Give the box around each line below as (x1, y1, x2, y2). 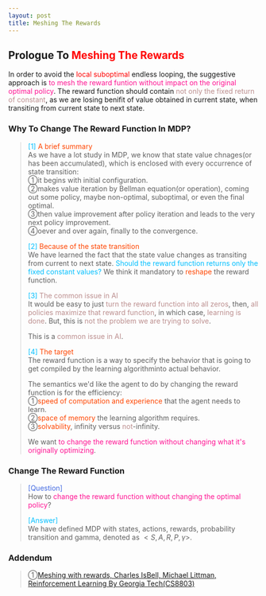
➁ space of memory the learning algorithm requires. (27, 413, 200, 423)
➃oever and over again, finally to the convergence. (27, 226, 199, 236)
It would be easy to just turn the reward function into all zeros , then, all (27, 299, 259, 309)
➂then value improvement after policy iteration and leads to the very (27, 208, 256, 219)
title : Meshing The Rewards (8, 19, 102, 27)
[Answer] (27, 515, 58, 525)
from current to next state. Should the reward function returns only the (27, 258, 259, 267)
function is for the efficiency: (27, 388, 122, 397)
